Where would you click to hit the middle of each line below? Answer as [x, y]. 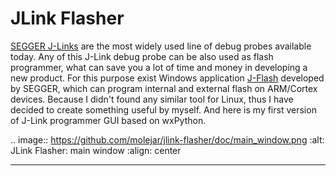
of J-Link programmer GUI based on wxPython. [108, 120]
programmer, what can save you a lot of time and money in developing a [159, 67]
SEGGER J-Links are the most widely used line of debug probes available [161, 46]
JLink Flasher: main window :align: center [96, 150]
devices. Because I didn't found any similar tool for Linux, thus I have [152, 99]
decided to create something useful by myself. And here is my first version [163, 109]
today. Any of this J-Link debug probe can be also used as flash [142, 56]
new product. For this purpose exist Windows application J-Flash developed [167, 78]
